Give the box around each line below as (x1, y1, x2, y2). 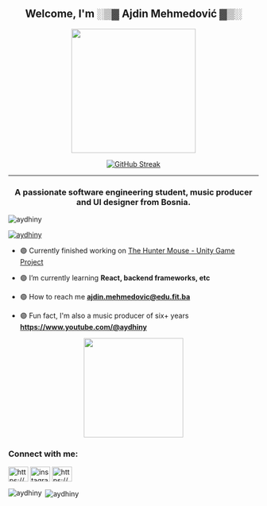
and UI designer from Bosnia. (76, 196, 191, 207)
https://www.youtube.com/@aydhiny (19, 323, 147, 332)
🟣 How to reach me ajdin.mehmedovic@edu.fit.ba (19, 292, 191, 302)
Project (19, 257, 44, 267)
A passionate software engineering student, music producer (14, 187, 253, 198)
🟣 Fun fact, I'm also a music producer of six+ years (19, 311, 189, 321)
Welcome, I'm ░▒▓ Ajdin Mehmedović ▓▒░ (25, 7, 242, 21)
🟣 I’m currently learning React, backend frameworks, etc (19, 273, 211, 283)
